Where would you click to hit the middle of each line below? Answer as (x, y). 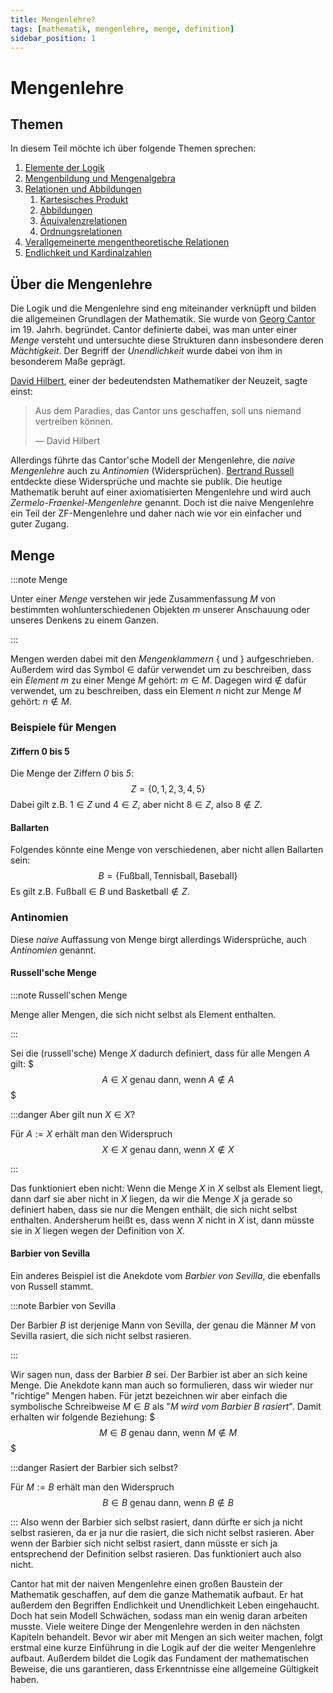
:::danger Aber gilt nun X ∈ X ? (73, 1114)
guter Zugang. (40, 524)
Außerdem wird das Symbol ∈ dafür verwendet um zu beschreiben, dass (161, 669)
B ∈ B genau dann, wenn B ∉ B (168, 1503)
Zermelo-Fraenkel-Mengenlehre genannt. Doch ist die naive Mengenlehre (162, 503)
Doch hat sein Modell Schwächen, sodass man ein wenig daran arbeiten (159, 1616)
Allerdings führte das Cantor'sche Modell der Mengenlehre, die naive (153, 460)
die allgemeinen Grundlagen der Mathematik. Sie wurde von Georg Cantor (163, 319)
